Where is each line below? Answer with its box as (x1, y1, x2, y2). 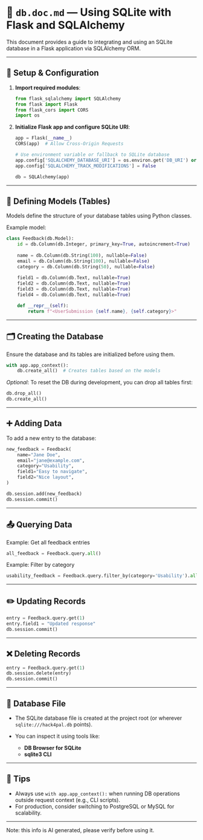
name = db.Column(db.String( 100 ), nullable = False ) (17, 252, 147, 259)
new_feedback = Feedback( (6, 446, 71, 452)
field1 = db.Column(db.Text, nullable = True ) (17, 275, 131, 281)
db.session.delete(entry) (6, 670, 71, 676)
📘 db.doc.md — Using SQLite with (6, 5, 172, 19)
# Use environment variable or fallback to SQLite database (14, 152, 170, 158)
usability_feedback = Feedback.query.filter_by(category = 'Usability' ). (6, 573, 190, 579)
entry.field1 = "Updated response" (6, 621, 96, 627)
